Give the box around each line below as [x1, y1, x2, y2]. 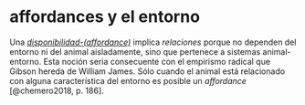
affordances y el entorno [9, 6, 201, 27]
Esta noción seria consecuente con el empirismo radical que [43, 56, 271, 67]
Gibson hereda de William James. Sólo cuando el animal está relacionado [9, 66, 286, 77]
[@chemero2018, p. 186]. [9, 85, 105, 96]
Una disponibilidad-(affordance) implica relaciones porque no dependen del [9, 37, 297, 47]
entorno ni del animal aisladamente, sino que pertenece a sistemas [9, 46, 261, 57]
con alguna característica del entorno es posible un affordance [9, 75, 247, 86]
